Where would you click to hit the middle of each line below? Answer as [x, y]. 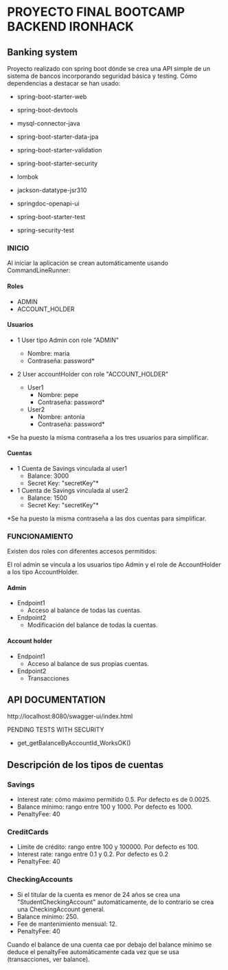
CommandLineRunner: [39, 270]
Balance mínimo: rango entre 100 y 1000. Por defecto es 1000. [105, 807]
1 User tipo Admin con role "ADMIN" [68, 340]
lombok [28, 177]
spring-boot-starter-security [57, 163]
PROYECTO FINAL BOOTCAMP [96, 12]
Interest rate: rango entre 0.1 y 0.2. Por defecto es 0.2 [92, 854]
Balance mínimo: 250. [48, 916]
